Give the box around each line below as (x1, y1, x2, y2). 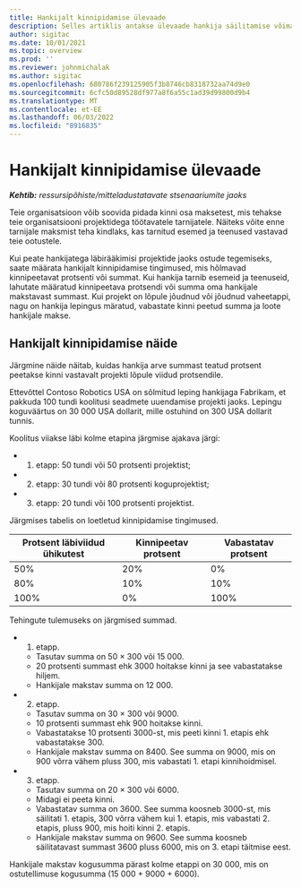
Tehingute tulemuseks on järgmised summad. (9, 615, 177, 625)
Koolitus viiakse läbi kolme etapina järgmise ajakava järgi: (9, 432, 221, 444)
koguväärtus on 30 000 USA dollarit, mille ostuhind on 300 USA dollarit (9, 405, 272, 417)
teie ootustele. (9, 235, 63, 246)
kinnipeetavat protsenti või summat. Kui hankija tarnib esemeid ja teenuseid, (9, 272, 289, 282)
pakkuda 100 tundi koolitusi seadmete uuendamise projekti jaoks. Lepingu (9, 396, 282, 407)
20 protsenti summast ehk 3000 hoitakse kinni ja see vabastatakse (35, 660, 283, 671)
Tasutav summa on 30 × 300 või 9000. (35, 708, 179, 719)
